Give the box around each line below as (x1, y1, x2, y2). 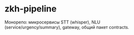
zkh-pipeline (4, 3, 57, 14)
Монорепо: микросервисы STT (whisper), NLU (4, 19, 101, 25)
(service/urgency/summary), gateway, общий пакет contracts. (4, 24, 129, 30)
